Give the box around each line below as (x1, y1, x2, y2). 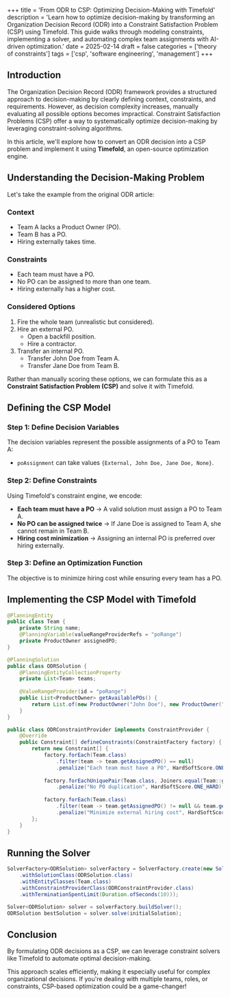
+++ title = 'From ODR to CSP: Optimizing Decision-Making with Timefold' (7, 6, 216, 14)
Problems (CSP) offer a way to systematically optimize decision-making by (7, 117, 218, 125)
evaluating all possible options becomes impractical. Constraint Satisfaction (7, 109, 220, 117)
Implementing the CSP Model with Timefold (7, 594, 196, 606)
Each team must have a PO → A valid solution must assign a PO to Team (16, 505, 222, 513)
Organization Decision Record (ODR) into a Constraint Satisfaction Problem (7, 21, 218, 28)
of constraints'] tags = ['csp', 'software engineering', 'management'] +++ (7, 49, 214, 58)
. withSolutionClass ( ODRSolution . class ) (19, 872, 133, 879)
